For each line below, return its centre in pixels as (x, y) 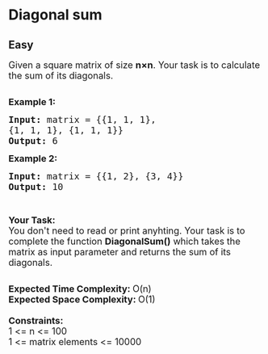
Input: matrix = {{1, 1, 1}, (82, 120)
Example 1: (32, 102)
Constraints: (36, 321)
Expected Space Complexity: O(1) (82, 299)
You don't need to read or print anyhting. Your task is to (127, 230)
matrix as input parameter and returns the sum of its (120, 252)
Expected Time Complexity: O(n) (80, 289)
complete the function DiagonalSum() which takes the (124, 242)
